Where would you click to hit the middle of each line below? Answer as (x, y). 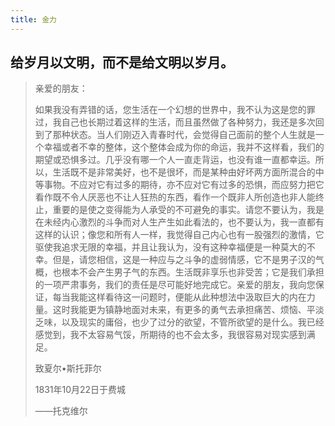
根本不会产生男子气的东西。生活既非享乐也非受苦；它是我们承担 (193, 272)
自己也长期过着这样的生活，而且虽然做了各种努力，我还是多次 (188, 122)
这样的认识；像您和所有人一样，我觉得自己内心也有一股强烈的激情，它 (179, 235)
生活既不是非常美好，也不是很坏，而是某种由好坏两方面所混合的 (184, 172)
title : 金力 (33, 19)
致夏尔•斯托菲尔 (68, 368)
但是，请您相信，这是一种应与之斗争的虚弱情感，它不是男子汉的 (184, 260)
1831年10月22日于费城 (80, 390)
